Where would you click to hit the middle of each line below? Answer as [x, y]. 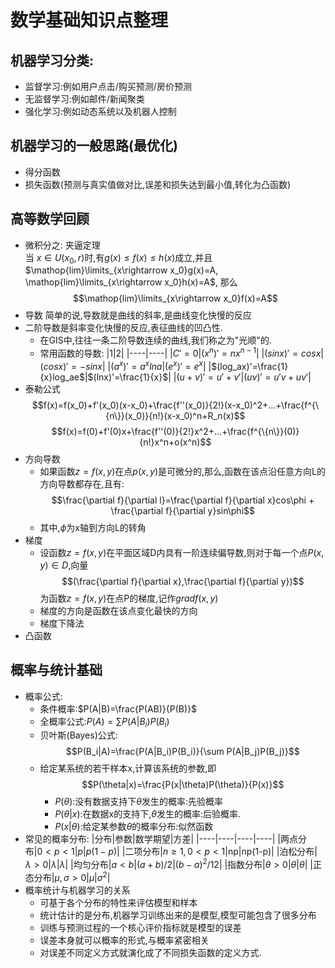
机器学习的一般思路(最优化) [94, 146]
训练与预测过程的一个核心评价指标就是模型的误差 [140, 927]
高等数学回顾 [50, 219]
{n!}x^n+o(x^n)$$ [175, 442]
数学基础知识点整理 [89, 20]
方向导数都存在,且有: [82, 483]
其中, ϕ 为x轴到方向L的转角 [93, 527]
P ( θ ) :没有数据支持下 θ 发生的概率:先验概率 [139, 802]
